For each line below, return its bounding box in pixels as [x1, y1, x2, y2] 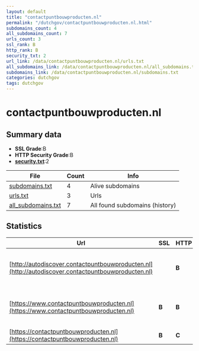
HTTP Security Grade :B [14, 152, 74, 158]
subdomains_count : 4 [6, 25, 57, 31]
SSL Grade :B [14, 145, 46, 152]
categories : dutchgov [6, 75, 60, 81]
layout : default [6, 8, 46, 15]
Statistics [6, 221, 43, 231]
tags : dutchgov [6, 81, 44, 87]
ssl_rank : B [6, 42, 36, 48]
